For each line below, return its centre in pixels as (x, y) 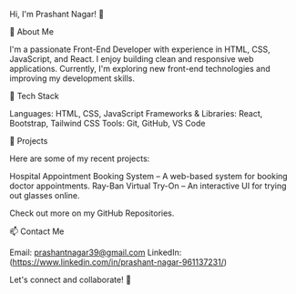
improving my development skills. (72, 78)
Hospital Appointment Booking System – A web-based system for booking (149, 176)
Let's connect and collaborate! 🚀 (71, 279)
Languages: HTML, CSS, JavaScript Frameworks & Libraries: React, (136, 113)
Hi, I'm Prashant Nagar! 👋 (57, 14)
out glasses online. (45, 195)
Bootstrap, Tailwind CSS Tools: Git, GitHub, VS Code (107, 123)
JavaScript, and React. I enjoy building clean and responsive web (132, 59)
